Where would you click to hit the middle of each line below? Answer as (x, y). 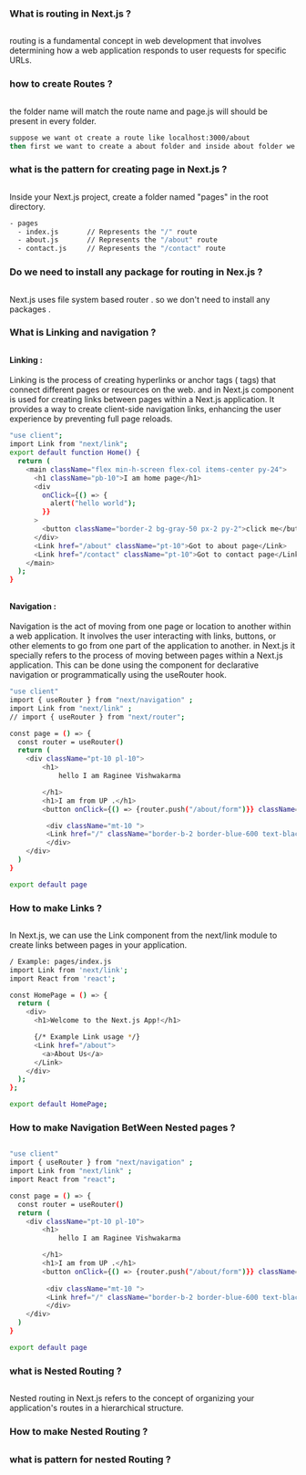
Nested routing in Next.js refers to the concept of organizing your (132, 1398)
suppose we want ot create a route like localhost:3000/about (130, 138)
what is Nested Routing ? (66, 1371)
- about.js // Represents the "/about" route (118, 240)
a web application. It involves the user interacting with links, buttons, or (143, 636)
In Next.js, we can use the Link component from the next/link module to (143, 935)
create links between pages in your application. (98, 945)
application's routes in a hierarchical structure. (97, 1408)
